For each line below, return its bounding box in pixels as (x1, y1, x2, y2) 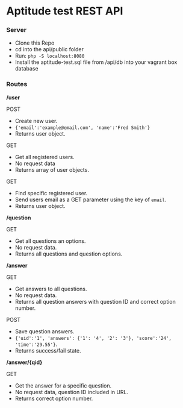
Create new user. (14, 117, 58, 124)
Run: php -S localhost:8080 (14, 52, 85, 60)
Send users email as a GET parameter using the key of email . (14, 196, 167, 203)
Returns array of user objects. (14, 166, 89, 173)
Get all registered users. (14, 153, 75, 160)
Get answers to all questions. (14, 285, 87, 292)
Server (6, 26, 27, 34)
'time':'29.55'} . (14, 341, 58, 348)
